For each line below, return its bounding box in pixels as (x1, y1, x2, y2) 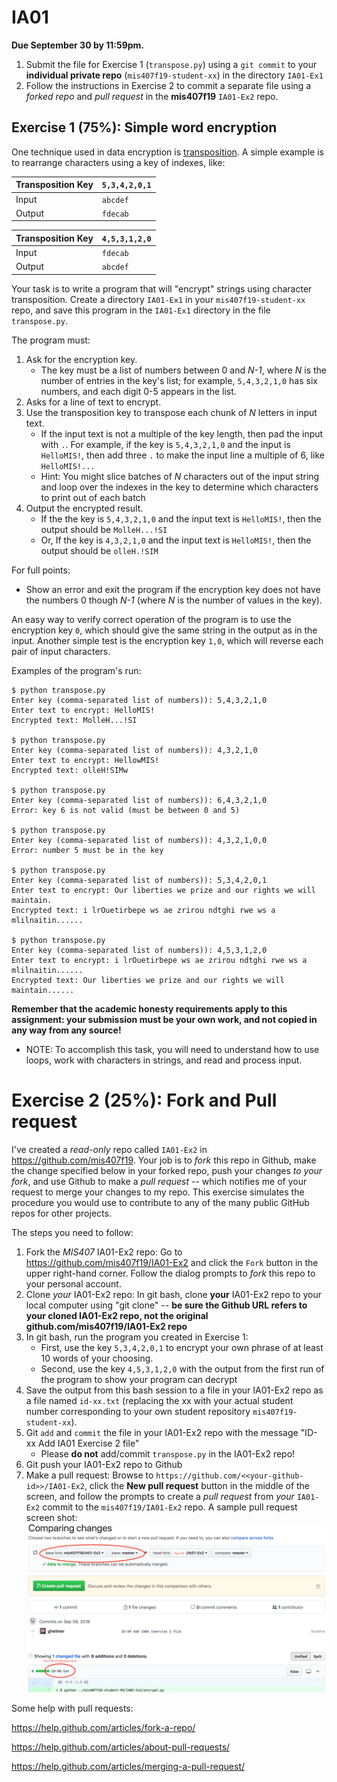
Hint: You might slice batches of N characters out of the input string (40, 470, 320, 482)
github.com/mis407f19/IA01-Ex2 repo (25, 1320, 188, 1332)
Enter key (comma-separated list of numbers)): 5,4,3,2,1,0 (11, 695, 268, 705)
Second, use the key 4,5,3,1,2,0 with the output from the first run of (40, 1362, 325, 1375)
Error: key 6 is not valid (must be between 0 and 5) (11, 805, 241, 815)
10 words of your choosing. (40, 1352, 154, 1364)
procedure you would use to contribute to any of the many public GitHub (11, 1196, 310, 1208)
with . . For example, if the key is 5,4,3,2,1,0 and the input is (40, 438, 291, 450)
